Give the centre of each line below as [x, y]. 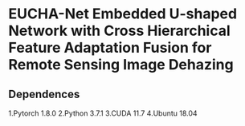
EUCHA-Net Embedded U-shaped [123, 14]
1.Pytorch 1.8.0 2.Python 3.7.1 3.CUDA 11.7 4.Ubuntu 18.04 [103, 113]
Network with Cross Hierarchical [119, 31]
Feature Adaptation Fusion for [110, 48]
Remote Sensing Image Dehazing [121, 65]
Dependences [44, 94]
